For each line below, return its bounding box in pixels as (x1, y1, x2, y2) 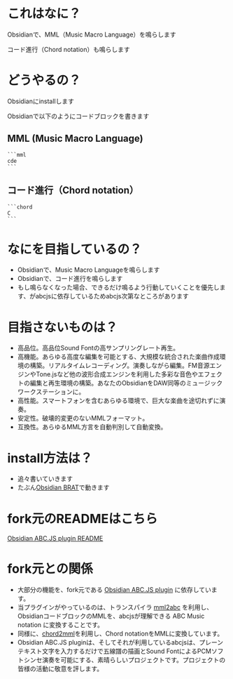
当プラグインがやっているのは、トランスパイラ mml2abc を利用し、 (17, 603, 213, 612)
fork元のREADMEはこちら (7, 510, 158, 527)
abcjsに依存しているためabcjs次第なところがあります (35, 292, 189, 301)
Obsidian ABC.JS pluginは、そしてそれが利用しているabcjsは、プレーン (17, 638, 224, 647)
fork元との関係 (7, 561, 93, 577)
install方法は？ (7, 450, 93, 466)
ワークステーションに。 (17, 388, 85, 396)
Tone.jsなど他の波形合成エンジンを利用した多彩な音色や (36, 370, 198, 378)
